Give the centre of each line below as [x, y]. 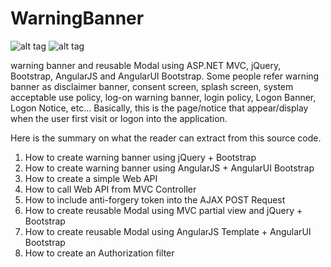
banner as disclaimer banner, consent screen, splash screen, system [152, 86]
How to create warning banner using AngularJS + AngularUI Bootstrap [169, 168]
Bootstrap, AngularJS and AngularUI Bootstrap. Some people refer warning [165, 76]
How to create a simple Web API [91, 178]
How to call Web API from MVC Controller [110, 189]
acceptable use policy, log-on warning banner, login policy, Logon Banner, [163, 97]
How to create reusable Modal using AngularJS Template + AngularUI [168, 231]
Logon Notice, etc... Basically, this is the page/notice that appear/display [159, 108]
